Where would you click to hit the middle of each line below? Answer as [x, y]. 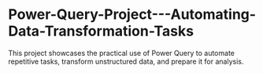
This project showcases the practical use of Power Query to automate [121, 53]
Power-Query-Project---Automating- [132, 15]
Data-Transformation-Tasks [101, 31]
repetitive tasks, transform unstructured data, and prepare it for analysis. [126, 61]
